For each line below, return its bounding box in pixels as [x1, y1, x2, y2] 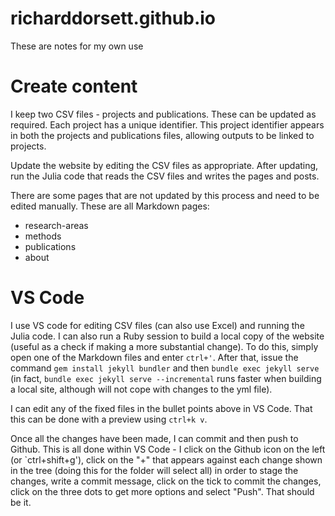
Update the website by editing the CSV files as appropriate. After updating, [10, 159, 319, 171]
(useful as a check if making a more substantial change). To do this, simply [10, 340, 319, 352]
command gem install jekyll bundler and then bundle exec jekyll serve [10, 362, 320, 374]
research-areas [24, 219, 89, 231]
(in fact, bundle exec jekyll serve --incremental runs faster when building [10, 372, 322, 384]
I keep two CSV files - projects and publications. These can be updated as [10, 108, 317, 120]
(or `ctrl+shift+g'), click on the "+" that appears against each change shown [10, 453, 323, 466]
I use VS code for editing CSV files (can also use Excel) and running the [10, 319, 305, 331]
